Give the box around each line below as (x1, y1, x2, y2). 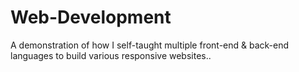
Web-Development (10, 6, 172, 29)
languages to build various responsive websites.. (10, 49, 212, 61)
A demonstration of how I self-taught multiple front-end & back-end (10, 39, 290, 51)
